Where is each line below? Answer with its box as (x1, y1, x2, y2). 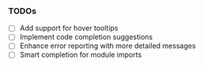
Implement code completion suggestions (19, 32, 153, 42)
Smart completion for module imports (19, 50, 142, 60)
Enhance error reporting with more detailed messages (19, 41, 196, 50)
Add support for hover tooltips (19, 24, 119, 33)
